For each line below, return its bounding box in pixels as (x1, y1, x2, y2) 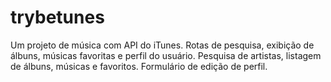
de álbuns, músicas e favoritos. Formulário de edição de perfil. (10, 60, 268, 72)
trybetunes (10, 6, 105, 29)
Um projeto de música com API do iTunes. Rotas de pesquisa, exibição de (10, 39, 315, 51)
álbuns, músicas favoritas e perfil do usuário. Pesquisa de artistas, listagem (10, 49, 322, 61)
